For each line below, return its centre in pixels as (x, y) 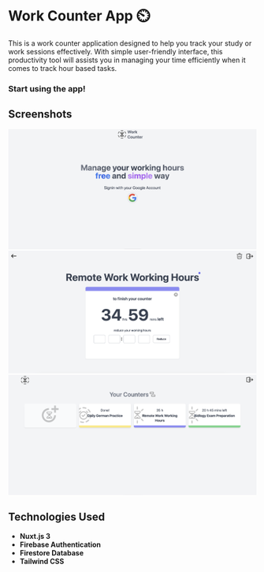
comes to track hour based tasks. (63, 68)
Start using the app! (47, 88)
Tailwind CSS (42, 561)
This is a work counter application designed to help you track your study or (130, 43)
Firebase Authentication (60, 544)
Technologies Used (56, 517)
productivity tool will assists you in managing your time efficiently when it (127, 60)
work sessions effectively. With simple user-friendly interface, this (115, 51)
